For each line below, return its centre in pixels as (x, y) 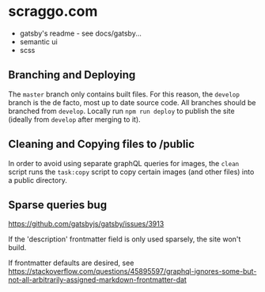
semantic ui (38, 41)
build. (17, 248)
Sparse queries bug (58, 205)
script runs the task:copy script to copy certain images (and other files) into (131, 172)
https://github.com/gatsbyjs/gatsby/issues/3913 (86, 224)
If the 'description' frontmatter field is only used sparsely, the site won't (125, 239)
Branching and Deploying (72, 75)
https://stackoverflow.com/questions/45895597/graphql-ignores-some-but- (132, 271)
